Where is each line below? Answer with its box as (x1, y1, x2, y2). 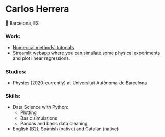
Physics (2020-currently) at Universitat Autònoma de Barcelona (12, 80, 147, 86)
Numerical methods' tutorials (12, 44, 74, 51)
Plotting (20, 109, 37, 116)
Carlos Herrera (5, 3, 69, 15)
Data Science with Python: (12, 104, 69, 110)
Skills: (5, 93, 21, 100)
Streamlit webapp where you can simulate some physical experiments (12, 50, 160, 56)
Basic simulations (20, 115, 57, 121)
